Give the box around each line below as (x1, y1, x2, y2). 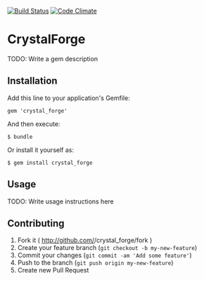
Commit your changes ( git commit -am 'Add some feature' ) (17, 251, 192, 260)
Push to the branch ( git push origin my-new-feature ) (17, 258, 174, 267)
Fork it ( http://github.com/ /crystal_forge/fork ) (17, 236, 153, 244)
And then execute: (7, 120, 60, 128)
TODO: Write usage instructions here (7, 197, 114, 206)
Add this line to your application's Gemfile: (7, 94, 130, 102)
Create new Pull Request (17, 266, 89, 275)
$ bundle (7, 133, 33, 140)
